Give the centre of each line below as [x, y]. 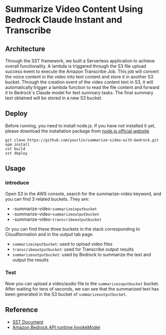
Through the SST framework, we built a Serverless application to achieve [80, 61]
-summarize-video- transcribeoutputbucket [57, 219]
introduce [17, 183]
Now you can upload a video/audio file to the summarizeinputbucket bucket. [82, 284]
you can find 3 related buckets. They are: [47, 199]
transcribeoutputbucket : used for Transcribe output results [73, 249]
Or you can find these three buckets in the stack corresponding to [73, 229]
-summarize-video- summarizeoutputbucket [56, 214]
